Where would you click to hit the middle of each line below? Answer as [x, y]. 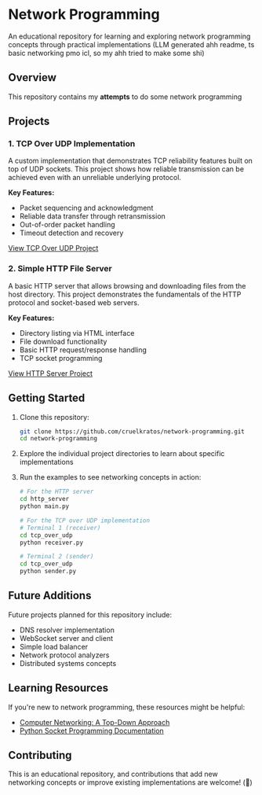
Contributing [40, 755]
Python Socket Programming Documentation [92, 731]
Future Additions [50, 596]
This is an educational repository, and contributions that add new [113, 774]
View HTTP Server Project [50, 373]
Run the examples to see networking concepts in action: [110, 477]
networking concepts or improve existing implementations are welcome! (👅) [130, 782]
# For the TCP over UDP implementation [85, 521]
